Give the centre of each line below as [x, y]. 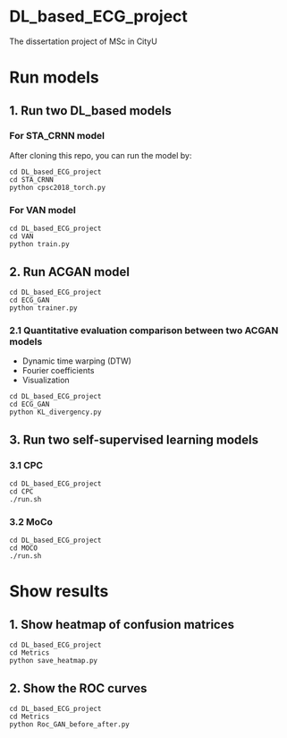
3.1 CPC [26, 465]
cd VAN [21, 236]
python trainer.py [43, 308]
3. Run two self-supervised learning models [134, 439]
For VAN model [42, 210]
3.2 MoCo [31, 521]
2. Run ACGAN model [70, 272]
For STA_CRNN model [57, 136]
